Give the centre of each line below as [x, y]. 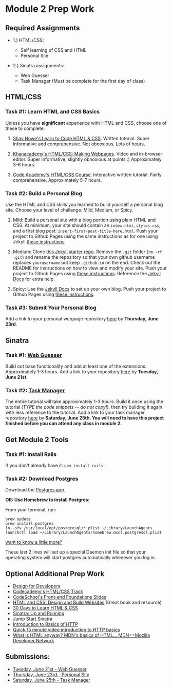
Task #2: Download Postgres [42, 479]
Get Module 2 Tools [37, 439]
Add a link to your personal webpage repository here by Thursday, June [82, 319]
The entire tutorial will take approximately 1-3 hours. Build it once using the [84, 402]
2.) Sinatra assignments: [39, 65]
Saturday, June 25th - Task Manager [52, 680]
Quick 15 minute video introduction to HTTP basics [66, 630]
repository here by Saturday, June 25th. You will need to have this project [85, 418]
